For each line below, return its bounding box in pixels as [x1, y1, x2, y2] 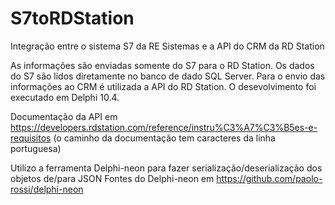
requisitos [10, 132, 52, 144]
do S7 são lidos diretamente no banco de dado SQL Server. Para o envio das [10, 70, 326, 82]
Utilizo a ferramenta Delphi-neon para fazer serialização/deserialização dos [10, 162, 323, 174]
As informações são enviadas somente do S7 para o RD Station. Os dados [10, 59, 315, 71]
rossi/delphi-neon [10, 183, 84, 195]
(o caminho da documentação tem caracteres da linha [53, 132, 276, 144]
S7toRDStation [10, 7, 135, 30]
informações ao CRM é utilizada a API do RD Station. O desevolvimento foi [10, 80, 317, 92]
